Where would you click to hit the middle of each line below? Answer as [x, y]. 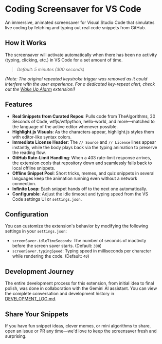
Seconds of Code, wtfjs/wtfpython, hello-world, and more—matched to [83, 121]
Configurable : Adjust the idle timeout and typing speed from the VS [80, 194]
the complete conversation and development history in [60, 294]
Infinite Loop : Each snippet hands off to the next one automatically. [80, 189]
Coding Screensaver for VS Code [73, 9]
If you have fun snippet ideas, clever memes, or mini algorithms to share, [78, 326]
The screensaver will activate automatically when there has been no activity [81, 55]
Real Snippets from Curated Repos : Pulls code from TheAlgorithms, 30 [84, 116]
